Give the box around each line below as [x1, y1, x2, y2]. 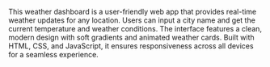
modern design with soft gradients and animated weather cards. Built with [8, 32, 255, 42]
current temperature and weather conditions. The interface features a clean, [8, 24, 263, 33]
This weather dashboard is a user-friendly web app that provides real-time [8, 7, 257, 16]
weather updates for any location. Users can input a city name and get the [8, 15, 256, 25]
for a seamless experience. [8, 50, 99, 59]
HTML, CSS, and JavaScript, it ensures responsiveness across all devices [8, 41, 254, 51]
